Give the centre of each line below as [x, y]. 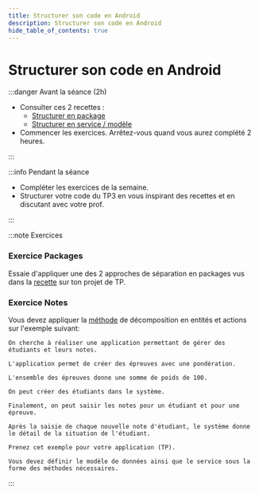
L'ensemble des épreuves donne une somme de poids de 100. [108, 378]
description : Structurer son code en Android [85, 23]
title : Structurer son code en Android [74, 16]
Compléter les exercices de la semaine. [84, 187]
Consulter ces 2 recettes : [62, 108]
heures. [32, 141]
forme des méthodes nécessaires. [64, 468]
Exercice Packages [46, 256]
